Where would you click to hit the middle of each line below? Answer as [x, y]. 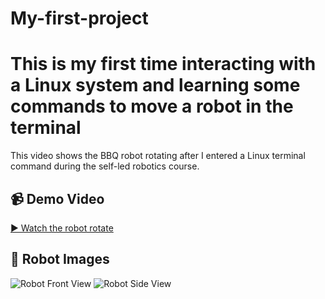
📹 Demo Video [57, 198]
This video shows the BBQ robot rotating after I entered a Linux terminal [158, 156]
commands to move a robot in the [152, 106]
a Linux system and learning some [155, 85]
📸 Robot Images [60, 259]
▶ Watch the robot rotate [62, 228]
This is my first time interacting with [163, 64]
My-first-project [79, 18]
